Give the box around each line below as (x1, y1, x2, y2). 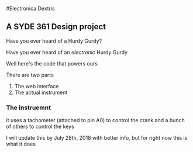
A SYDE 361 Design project (6, 22, 106, 32)
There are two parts (6, 71, 54, 78)
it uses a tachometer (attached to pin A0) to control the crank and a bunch (6, 117, 185, 124)
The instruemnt (6, 103, 51, 112)
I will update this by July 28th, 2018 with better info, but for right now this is (6, 134, 188, 141)
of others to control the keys (6, 123, 74, 130)
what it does (6, 140, 36, 148)
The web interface (14, 82, 59, 89)
